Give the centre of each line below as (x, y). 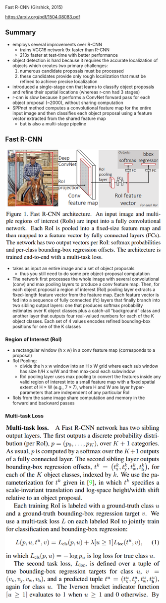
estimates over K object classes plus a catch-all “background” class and (86, 310)
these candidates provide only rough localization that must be (83, 76)
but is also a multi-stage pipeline (53, 123)
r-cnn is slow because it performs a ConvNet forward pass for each (81, 97)
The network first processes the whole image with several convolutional (86, 279)
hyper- (138, 387)
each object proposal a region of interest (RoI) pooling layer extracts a (84, 289)
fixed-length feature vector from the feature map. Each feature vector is (86, 295)
